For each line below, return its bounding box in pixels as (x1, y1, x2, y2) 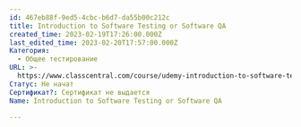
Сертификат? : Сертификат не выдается (9, 88, 150, 97)
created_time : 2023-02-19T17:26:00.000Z (9, 30, 163, 38)
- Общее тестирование (17, 55, 99, 63)
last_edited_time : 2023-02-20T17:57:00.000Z (9, 38, 178, 47)
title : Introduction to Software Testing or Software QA (9, 21, 227, 30)
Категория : (9, 47, 50, 55)
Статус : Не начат (9, 80, 74, 89)
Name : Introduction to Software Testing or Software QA (9, 96, 222, 106)
